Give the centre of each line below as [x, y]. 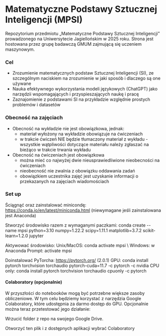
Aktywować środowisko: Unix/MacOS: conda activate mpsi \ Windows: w [80, 245]
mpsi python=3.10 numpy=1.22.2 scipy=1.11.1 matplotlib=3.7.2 [80, 230]
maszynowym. [20, 49]
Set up [13, 194]
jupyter [36, 236]
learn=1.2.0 [17, 236]
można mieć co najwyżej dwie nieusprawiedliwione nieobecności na [90, 160]
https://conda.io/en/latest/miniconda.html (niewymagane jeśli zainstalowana [83, 210]
